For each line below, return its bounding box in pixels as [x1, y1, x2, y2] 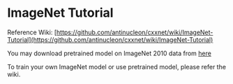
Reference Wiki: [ [7, 28, 57, 36]
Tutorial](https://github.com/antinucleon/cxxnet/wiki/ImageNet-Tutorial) [7, 35, 213, 43]
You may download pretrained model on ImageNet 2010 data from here [7, 49, 211, 57]
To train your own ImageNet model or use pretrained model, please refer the [7, 62, 227, 71]
